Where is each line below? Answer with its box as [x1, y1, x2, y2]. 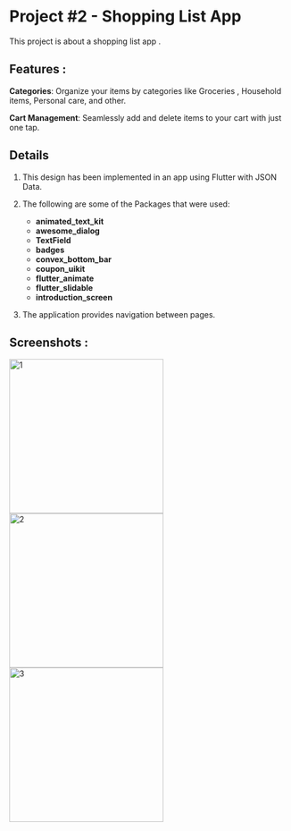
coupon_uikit [35, 263, 86, 274]
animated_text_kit [35, 216, 104, 226]
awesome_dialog [35, 225, 100, 236]
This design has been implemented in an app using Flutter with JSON [21, 172, 277, 182]
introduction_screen [35, 292, 113, 302]
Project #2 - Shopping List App [9, 6, 242, 27]
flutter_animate [35, 273, 95, 284]
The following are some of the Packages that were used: [21, 199, 230, 209]
